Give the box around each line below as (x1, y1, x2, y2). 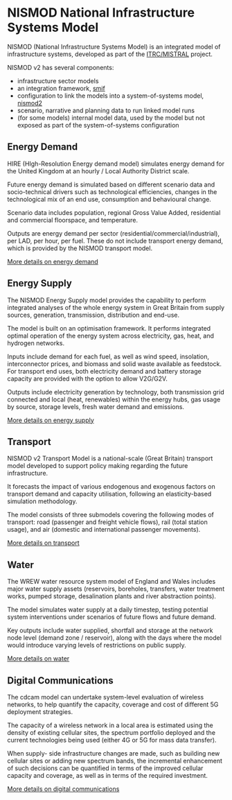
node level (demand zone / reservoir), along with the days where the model (7, 634, 222, 642)
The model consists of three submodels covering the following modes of (7, 511, 215, 519)
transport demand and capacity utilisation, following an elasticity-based (7, 490, 212, 498)
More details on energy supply (7, 416, 95, 424)
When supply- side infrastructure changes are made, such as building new (7, 749, 220, 757)
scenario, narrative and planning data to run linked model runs (17, 106, 195, 114)
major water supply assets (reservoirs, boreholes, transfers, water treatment (7, 584, 225, 593)
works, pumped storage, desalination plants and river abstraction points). (7, 592, 217, 600)
